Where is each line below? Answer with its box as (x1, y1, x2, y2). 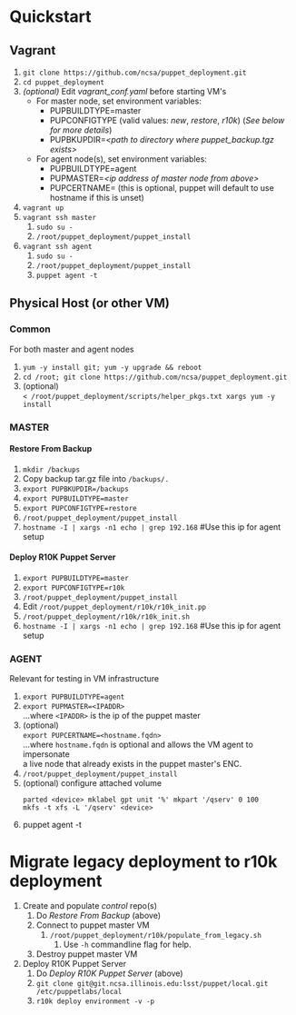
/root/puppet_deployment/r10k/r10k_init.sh (22, 612, 191, 622)
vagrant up (22, 204, 64, 213)
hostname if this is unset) (49, 193, 145, 203)
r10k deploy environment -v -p (35, 997, 155, 1006)
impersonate (22, 749, 70, 760)
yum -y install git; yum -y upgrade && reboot (22, 363, 202, 372)
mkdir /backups (22, 465, 81, 474)
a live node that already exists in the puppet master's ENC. (22, 759, 242, 770)
